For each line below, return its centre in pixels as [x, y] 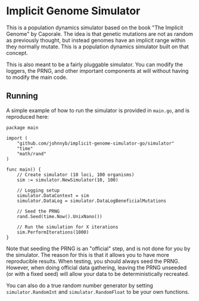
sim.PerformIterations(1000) [53, 232]
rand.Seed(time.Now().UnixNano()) [60, 216]
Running [22, 96]
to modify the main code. [37, 77]
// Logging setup [38, 190]
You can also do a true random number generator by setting [80, 285]
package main [22, 128]
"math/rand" [32, 153]
